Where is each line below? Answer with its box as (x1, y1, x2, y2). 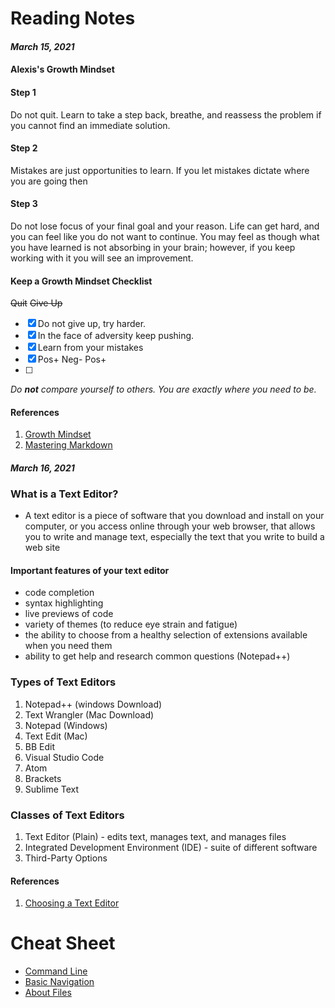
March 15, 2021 (10, 40, 75, 52)
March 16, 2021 (10, 462, 75, 474)
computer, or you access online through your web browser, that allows (24, 520, 316, 532)
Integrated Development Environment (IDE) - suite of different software (24, 842, 318, 854)
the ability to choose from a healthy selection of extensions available (24, 629, 308, 641)
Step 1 (10, 86, 37, 98)
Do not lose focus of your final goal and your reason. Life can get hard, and (10, 220, 320, 232)
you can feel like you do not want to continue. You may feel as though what (10, 230, 320, 242)
